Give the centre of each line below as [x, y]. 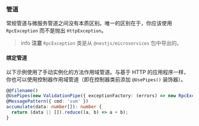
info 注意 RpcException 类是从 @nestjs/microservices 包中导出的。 [101, 43]
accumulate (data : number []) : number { [54, 107]
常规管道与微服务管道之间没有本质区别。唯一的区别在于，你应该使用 [89, 23]
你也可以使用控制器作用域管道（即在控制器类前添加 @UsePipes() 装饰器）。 [96, 79]
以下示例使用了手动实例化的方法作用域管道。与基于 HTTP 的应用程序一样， [98, 72]
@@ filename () [22, 90]
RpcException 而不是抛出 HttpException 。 [56, 31]
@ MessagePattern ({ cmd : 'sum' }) [47, 101]
